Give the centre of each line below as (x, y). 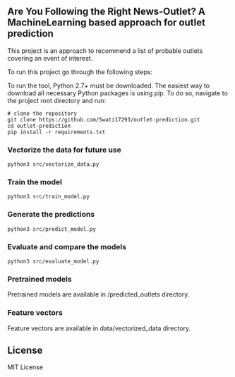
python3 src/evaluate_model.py (53, 261)
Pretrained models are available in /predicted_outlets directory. (98, 294)
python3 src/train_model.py (49, 197)
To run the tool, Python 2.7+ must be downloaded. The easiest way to (109, 85)
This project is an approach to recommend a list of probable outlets (105, 50)
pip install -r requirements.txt (56, 132)
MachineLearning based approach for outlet (107, 23)
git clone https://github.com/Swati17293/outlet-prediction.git (104, 119)
